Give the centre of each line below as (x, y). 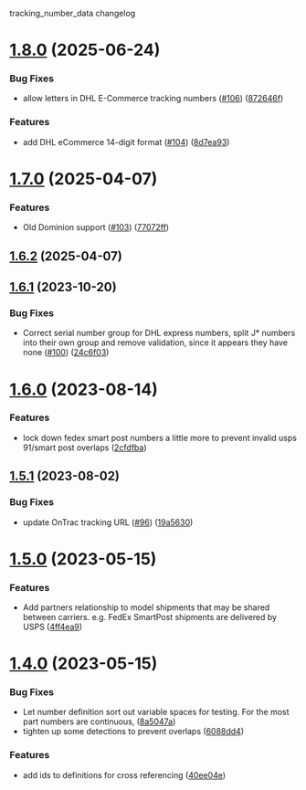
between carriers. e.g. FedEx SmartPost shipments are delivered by (149, 617)
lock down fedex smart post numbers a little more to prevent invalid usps (159, 437)
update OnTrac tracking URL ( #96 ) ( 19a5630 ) (108, 522)
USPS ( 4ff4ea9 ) (53, 627)
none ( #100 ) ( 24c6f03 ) (66, 353)
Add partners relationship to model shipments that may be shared (146, 607)
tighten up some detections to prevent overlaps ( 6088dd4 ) (133, 732)
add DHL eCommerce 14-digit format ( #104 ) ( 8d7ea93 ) (126, 142)
